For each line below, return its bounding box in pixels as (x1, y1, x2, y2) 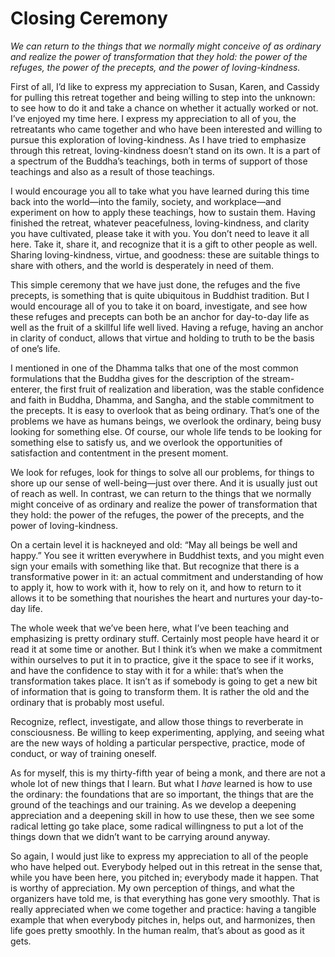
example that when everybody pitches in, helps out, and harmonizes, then (10, 913, 316, 926)
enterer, (10, 383, 43, 395)
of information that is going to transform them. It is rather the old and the (10, 685, 310, 697)
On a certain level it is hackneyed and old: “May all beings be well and (10, 538, 298, 551)
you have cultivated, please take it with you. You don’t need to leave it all (10, 227, 310, 239)
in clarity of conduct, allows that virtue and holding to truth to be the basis (10, 332, 315, 344)
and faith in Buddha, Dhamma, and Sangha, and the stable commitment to (10, 393, 315, 406)
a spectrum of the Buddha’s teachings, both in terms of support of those (10, 155, 308, 167)
